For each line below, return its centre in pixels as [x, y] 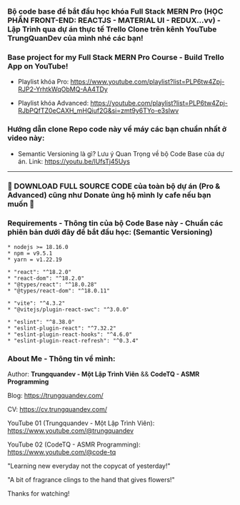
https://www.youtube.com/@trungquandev [71, 431]
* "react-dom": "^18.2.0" [46, 278]
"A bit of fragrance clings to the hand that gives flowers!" [91, 480]
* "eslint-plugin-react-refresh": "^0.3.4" [73, 341]
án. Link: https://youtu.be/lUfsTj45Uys [74, 161]
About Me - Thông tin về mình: [61, 358]
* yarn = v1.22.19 [35, 260]
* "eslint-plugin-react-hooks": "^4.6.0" [70, 335]
